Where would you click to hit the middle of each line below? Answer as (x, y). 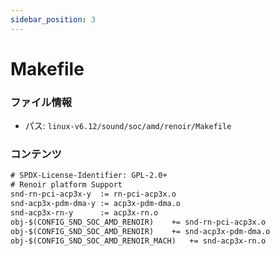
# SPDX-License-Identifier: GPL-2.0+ (89, 176)
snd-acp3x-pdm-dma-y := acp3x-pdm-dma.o (96, 204)
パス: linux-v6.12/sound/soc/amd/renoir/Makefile (128, 126)
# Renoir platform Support (66, 185)
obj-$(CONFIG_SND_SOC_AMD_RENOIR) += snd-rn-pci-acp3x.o (138, 222)
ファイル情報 (41, 102)
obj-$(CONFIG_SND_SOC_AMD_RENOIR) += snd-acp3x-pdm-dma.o (140, 231)
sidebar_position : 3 (53, 19)
